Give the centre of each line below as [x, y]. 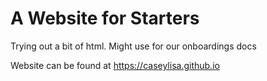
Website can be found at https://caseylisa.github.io [115, 65]
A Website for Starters [105, 18]
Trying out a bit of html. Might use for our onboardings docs [133, 46]
